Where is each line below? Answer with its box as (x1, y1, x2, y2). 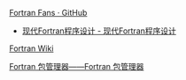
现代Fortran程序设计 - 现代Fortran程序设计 (21, 25, 177, 36)
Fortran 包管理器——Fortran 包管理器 (9, 62, 144, 71)
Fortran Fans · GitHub (9, 8, 88, 18)
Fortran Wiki (9, 43, 54, 54)
